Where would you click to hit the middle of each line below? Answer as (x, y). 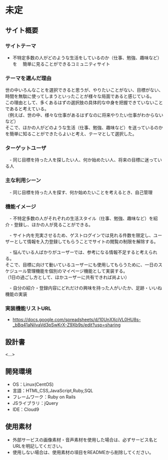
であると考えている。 (27, 109)
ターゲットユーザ (26, 148)
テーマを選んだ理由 (28, 78)
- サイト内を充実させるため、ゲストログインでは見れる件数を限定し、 (81, 236)
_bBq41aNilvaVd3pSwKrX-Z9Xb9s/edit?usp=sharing (66, 325)
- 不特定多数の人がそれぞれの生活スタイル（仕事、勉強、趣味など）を (81, 218)
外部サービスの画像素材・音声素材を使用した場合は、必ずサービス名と (85, 439)
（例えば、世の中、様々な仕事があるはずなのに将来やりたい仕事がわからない (84, 115)
